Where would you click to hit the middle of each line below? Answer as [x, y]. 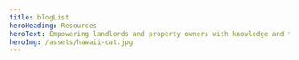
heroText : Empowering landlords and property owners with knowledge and [147, 34]
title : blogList [39, 17]
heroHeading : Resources [53, 26]
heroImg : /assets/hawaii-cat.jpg [71, 42]
